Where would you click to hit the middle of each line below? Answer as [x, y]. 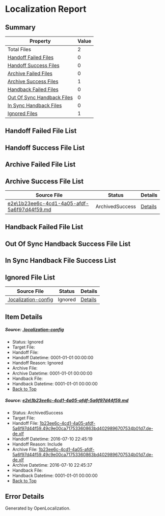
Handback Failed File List [44, 227]
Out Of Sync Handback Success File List [68, 244]
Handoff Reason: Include [37, 444]
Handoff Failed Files [31, 57]
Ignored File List [30, 277]
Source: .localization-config [35, 329]
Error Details [25, 496]
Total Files [19, 49]
